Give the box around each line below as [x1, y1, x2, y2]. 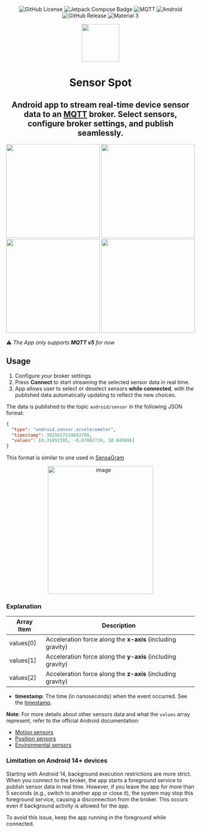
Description [101, 621, 136, 630]
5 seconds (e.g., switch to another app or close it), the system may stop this [6, 789, 193, 797]
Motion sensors [14, 729, 54, 736]
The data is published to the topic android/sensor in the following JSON [6, 403, 182, 410]
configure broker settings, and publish [27, 118, 174, 128]
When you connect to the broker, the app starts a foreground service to [6, 776, 182, 783]
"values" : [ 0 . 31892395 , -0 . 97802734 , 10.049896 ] [11, 438, 135, 444]
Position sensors [14, 735, 56, 743]
